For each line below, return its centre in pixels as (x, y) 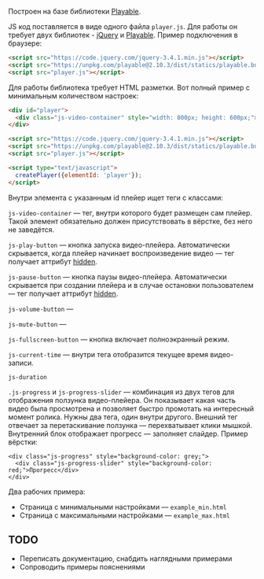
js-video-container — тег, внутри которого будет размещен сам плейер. (130, 212)
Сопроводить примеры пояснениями (82, 567)
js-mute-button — (37, 324)
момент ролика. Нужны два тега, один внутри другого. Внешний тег (123, 417)
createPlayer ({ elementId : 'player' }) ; (79, 175)
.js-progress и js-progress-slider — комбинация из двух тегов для (121, 392)
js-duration (27, 377)
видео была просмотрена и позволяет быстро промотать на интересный (131, 408)
